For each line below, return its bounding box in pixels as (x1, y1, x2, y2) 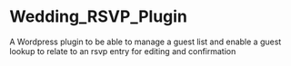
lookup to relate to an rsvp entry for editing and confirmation (9, 45, 236, 56)
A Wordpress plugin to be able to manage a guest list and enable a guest (9, 36, 282, 47)
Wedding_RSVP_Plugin (9, 6, 188, 27)
